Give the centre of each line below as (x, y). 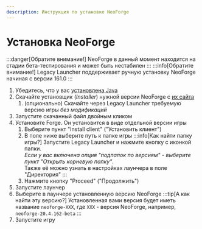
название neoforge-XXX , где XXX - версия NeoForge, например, (96, 206)
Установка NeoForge (61, 42)
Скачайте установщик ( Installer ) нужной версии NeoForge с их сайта (105, 97)
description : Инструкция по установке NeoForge (68, 12)
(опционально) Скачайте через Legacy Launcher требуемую (103, 103)
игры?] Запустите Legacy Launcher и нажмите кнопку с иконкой (108, 142)
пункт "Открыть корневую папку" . (69, 161)
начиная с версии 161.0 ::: (40, 78)
